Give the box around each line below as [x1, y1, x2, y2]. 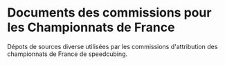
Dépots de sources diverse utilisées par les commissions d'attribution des [7, 42, 218, 50]
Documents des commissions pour [7, 5, 212, 21]
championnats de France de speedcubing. [7, 50, 128, 58]
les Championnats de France [7, 19, 175, 35]
